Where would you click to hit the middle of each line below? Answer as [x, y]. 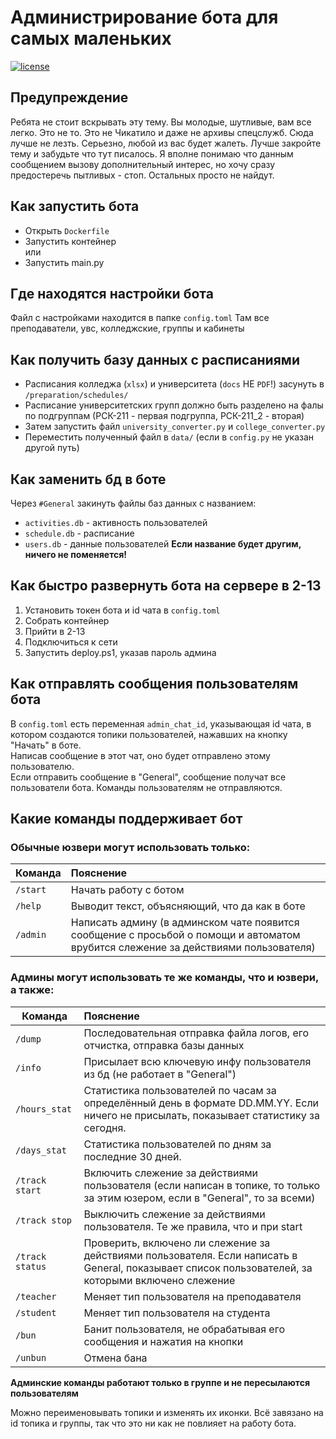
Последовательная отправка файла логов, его [196, 1033]
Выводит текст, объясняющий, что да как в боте [188, 906]
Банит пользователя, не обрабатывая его [184, 1329]
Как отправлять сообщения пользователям [154, 684]
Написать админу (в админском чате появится [185, 923]
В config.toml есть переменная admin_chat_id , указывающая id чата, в [161, 723]
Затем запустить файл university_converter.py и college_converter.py [175, 427]
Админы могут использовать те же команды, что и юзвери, [164, 978]
